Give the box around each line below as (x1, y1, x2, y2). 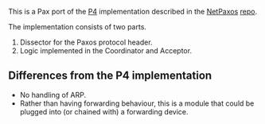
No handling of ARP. (19, 90, 86, 99)
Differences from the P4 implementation (8, 69, 212, 83)
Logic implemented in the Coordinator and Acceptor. (19, 46, 193, 55)
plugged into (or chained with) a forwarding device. (19, 107, 189, 116)
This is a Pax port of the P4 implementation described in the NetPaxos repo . (8, 7, 257, 16)
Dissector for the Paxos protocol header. (19, 37, 153, 47)
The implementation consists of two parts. (8, 22, 147, 31)
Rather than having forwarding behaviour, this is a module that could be (19, 99, 255, 108)
